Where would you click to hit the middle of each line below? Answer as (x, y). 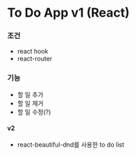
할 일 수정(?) (34, 112)
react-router (35, 59)
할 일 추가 (30, 95)
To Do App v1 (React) (68, 13)
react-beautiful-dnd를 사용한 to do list (71, 145)
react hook (33, 51)
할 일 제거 (30, 103)
